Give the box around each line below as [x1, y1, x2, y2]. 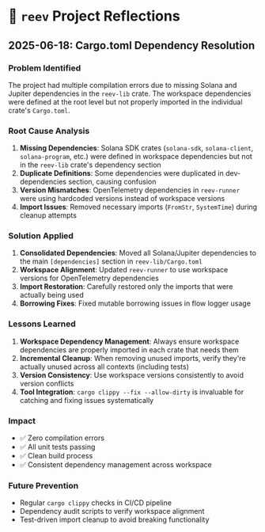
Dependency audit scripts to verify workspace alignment [19, 507, 205, 516]
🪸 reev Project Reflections [8, 7, 180, 25]
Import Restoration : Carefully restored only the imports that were [19, 282, 233, 291]
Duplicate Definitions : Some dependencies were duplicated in [19, 169, 224, 178]
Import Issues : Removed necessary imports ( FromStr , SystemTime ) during [19, 202, 258, 212]
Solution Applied [8, 230, 74, 241]
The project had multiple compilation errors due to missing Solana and [8, 80, 237, 89]
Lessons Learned [8, 318, 77, 329]
